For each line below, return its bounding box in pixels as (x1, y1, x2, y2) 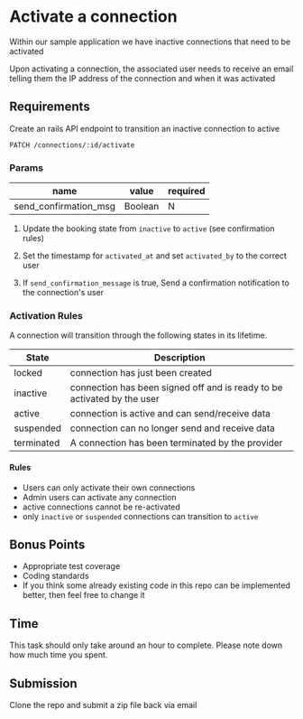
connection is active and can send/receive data (69, 407, 271, 420)
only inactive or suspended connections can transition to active (22, 510, 259, 521)
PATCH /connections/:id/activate (9, 140, 135, 150)
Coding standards (22, 571, 89, 582)
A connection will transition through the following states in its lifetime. (9, 330, 268, 341)
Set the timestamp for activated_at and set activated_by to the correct (22, 250, 287, 261)
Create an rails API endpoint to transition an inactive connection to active (9, 123, 280, 134)
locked (14, 367, 43, 379)
